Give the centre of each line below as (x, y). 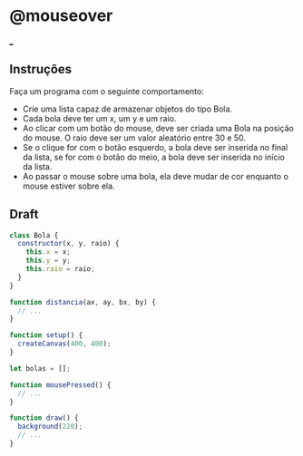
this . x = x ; (48, 252)
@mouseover (61, 16)
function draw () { (44, 418)
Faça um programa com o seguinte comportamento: (107, 91)
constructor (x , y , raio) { (68, 244)
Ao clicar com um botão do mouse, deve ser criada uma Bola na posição (158, 128)
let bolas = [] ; (40, 368)
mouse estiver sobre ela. (68, 186)
